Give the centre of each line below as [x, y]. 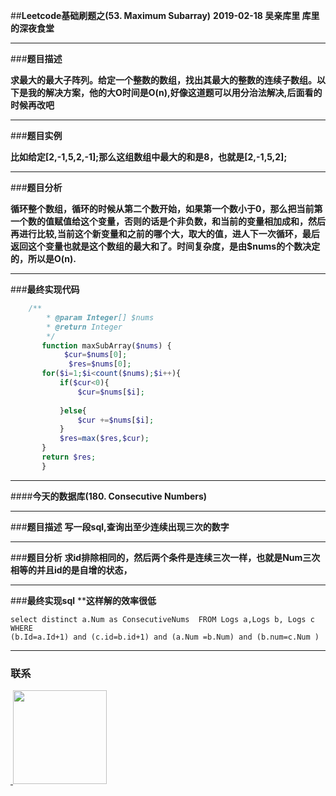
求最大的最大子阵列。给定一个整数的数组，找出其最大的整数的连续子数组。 [163, 80]
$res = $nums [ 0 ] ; [100, 364]
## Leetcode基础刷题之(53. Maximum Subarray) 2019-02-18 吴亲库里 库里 [165, 15]
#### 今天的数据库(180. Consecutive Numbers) [109, 496]
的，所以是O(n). [43, 258]
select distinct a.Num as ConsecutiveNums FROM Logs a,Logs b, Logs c [162, 619]
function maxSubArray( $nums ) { [106, 345]
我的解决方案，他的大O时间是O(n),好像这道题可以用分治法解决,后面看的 [175, 92]
